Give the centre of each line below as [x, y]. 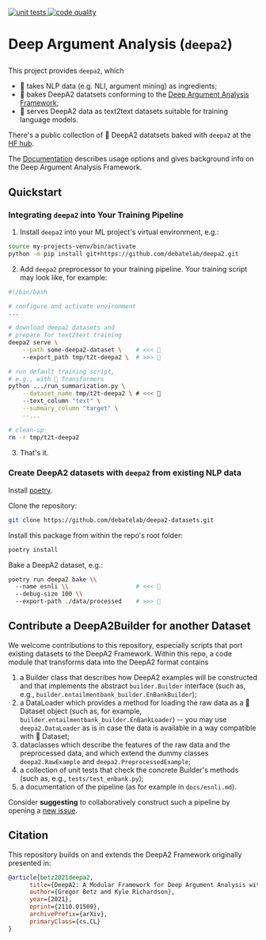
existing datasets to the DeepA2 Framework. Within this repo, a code [120, 653]
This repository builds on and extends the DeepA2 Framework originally [125, 854]
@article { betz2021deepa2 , [51, 877]
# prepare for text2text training [65, 335]
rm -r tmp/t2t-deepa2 [44, 437]
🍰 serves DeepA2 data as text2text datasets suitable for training [123, 112]
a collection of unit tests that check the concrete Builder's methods [129, 770]
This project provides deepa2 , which [66, 70]
